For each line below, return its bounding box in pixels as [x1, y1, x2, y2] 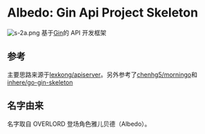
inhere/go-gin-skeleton [7, 78, 74, 86]
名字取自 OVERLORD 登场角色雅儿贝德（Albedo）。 [7, 119, 151, 128]
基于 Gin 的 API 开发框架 [41, 28, 107, 37]
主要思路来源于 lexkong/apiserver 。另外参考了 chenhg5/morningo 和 [7, 70, 198, 79]
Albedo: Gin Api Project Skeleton [7, 5, 199, 21]
